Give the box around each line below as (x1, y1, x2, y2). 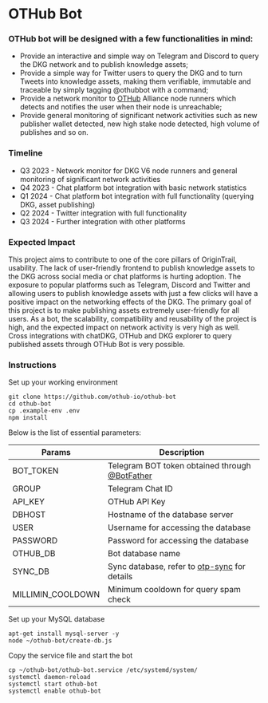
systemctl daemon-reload (8, 673, 91, 681)
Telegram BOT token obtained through (107, 460, 251, 472)
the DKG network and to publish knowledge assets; (19, 60, 189, 69)
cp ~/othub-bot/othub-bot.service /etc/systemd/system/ (8, 666, 198, 674)
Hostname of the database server (107, 509, 234, 520)
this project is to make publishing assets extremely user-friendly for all (8, 306, 239, 315)
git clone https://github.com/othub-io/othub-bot (8, 393, 177, 401)
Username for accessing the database (107, 522, 251, 533)
